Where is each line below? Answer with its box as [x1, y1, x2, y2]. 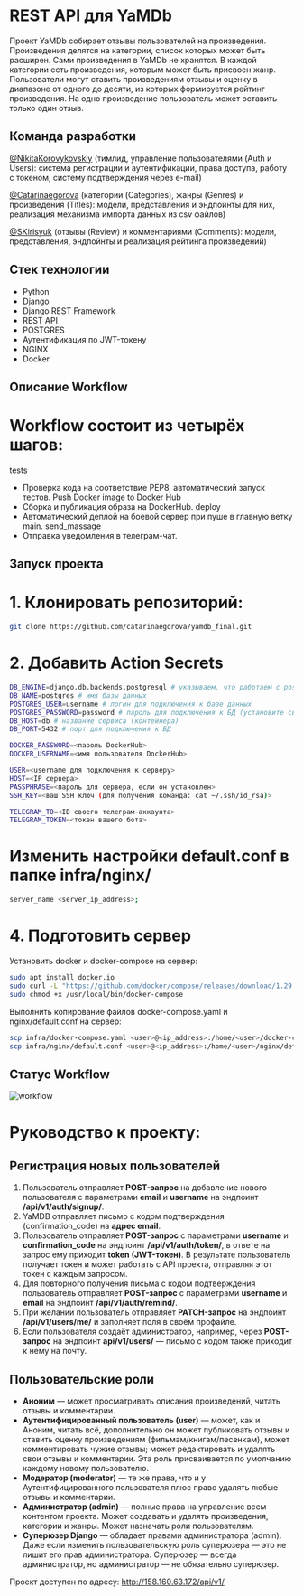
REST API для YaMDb [9, 5, 173, 26]
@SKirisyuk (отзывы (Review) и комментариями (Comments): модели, [9, 226, 277, 237]
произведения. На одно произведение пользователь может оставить [9, 92, 278, 104]
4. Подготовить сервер [9, 925, 192, 946]
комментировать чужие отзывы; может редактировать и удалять [22, 1443, 276, 1455]
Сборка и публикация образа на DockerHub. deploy [22, 501, 221, 512]
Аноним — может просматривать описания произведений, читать [22, 1395, 281, 1406]
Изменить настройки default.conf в [9, 846, 290, 867]
